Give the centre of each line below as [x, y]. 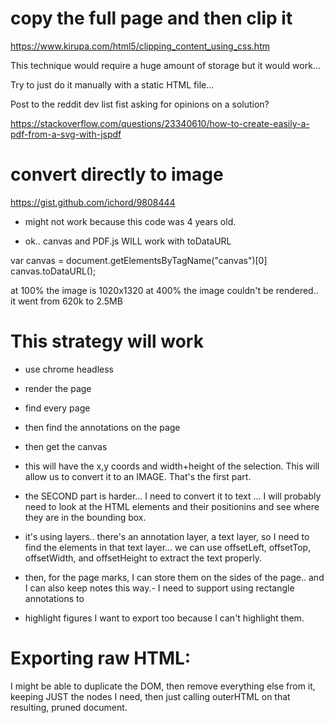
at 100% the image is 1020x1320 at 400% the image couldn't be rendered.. [164, 290]
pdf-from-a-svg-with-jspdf [66, 134]
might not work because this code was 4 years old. [130, 221]
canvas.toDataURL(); [53, 271]
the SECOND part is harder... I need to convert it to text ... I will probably [173, 496]
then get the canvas [66, 446]
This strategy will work [107, 341]
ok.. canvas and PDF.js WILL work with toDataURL [128, 241]
